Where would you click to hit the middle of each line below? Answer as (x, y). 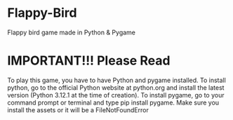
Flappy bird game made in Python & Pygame (71, 32)
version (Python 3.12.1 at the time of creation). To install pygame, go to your (116, 95)
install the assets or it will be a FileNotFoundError (78, 109)
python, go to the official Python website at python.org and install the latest (116, 87)
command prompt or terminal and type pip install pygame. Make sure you (113, 102)
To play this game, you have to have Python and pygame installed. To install (116, 80)
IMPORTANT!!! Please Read (89, 61)
